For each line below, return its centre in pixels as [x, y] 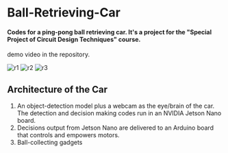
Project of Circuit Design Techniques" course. [74, 39]
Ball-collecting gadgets [50, 143]
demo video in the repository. [49, 55]
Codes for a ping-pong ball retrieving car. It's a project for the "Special [110, 32]
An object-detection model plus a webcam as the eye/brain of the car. [116, 106]
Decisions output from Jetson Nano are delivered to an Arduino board [115, 128]
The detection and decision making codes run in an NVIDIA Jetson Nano [119, 113]
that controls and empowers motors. [68, 135]
